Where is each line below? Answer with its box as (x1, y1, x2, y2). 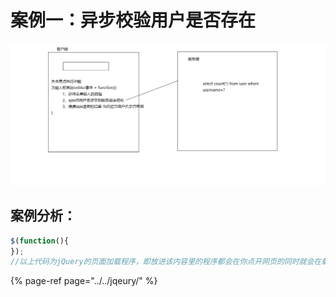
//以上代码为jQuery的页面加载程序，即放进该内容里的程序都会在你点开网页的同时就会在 (10, 257, 322, 267)
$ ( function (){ (10, 236, 70, 246)
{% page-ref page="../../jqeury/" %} (10, 275, 158, 287)
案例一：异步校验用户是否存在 (10, 9, 257, 32)
